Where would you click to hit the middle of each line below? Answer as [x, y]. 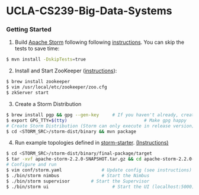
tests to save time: [37, 49]
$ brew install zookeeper [38, 82]
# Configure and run [32, 165]
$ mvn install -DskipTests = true [46, 60]
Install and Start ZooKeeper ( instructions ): [66, 71]
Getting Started [29, 30]
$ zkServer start [28, 93]
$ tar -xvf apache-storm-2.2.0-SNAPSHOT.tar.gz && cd [74, 159]
